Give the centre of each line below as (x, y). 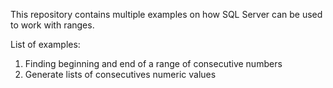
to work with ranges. (52, 25)
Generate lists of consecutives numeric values (120, 74)
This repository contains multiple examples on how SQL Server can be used (166, 14)
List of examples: (45, 44)
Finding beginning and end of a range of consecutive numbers (153, 63)
